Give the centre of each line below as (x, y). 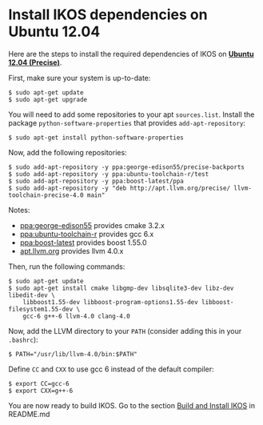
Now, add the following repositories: (68, 152)
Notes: (19, 210)
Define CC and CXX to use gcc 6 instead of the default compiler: (111, 369)
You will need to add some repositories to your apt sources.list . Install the (131, 114)
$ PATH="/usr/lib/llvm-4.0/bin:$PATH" (73, 354)
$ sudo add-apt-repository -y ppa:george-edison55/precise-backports (127, 167)
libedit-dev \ (32, 295)
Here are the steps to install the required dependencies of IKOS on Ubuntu (131, 54)
